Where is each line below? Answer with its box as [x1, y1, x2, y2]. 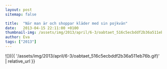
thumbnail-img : [5, 30, 37, 35]
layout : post [5, 7, 32, 12]
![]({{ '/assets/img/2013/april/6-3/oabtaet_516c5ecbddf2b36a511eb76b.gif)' [5, 53, 160, 59]
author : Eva [5, 35, 30, 40]
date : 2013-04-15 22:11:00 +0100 [5, 25, 79, 30]
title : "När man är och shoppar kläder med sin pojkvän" [5, 21, 128, 26]
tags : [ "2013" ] [5, 39, 37, 45]
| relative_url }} [5, 58, 36, 64]
